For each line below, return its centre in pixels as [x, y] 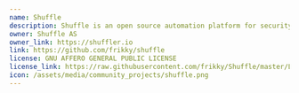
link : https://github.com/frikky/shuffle [87, 50]
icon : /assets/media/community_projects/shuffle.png [109, 75]
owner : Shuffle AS [43, 34]
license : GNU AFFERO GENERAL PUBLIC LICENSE [93, 58]
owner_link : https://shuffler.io [71, 42]
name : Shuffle [36, 17]
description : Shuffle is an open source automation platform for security [151, 26]
